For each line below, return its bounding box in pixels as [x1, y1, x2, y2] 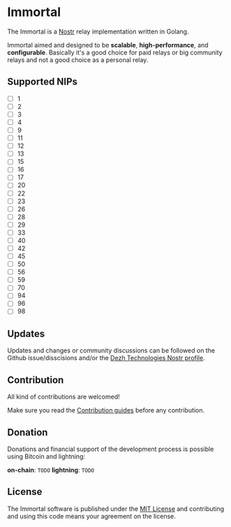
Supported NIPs [7, 76, 78, 88]
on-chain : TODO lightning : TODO [7, 466, 94, 474]
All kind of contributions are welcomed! [7, 392, 120, 401]
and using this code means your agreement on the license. [7, 512, 177, 520]
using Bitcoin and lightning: [7, 452, 86, 461]
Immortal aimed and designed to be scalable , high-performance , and [7, 40, 209, 49]
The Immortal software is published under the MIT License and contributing [7, 504, 225, 513]
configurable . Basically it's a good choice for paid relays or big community [7, 48, 223, 57]
